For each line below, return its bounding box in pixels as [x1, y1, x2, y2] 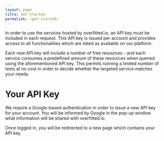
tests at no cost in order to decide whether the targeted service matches [5, 66, 153, 72]
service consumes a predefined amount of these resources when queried [5, 55, 155, 61]
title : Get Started [5, 12, 45, 17]
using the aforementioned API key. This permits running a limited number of [5, 60, 159, 67]
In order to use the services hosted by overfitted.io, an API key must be [5, 30, 150, 36]
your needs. [5, 71, 30, 77]
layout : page [5, 7, 32, 12]
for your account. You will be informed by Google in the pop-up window [5, 110, 151, 116]
